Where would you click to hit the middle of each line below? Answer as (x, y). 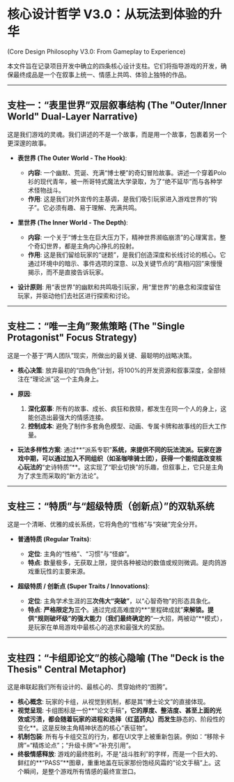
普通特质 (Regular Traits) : (54, 539)
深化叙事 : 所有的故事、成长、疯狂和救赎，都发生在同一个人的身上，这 (127, 408)
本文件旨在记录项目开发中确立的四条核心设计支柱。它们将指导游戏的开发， (114, 66)
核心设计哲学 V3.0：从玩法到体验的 (109, 14)
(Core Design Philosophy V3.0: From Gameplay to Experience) (96, 51)
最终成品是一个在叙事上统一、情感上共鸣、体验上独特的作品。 (101, 75)
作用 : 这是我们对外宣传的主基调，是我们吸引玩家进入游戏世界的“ (119, 199)
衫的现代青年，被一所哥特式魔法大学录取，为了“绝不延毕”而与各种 (122, 181)
